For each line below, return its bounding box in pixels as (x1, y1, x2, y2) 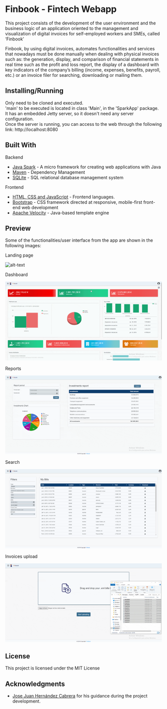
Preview (5, 224, 31, 233)
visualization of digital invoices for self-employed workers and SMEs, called (5, 30, 160, 36)
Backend (5, 154, 23, 160)
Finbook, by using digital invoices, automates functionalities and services (5, 45, 155, 51)
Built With (5, 141, 36, 149)
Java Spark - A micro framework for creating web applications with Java (12, 164, 161, 170)
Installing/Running (5, 86, 64, 95)
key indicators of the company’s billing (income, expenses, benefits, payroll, (5, 66, 161, 73)
